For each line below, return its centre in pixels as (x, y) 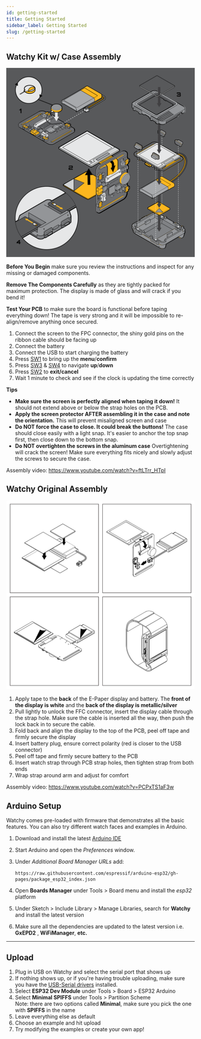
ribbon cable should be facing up (56, 340)
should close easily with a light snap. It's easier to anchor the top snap (101, 433)
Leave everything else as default (55, 1016)
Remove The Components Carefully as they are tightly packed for (88, 285)
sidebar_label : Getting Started (46, 25)
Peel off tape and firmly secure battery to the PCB (76, 756)
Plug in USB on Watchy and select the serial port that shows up (93, 972)
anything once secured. (69, 322)
